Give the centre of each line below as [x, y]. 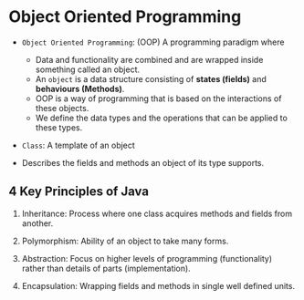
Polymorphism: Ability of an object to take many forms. [125, 241]
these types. [59, 127]
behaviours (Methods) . [80, 88]
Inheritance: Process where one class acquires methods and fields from [157, 213]
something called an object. [88, 69]
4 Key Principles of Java [79, 192]
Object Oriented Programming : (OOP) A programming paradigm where [153, 42]
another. [37, 223]
